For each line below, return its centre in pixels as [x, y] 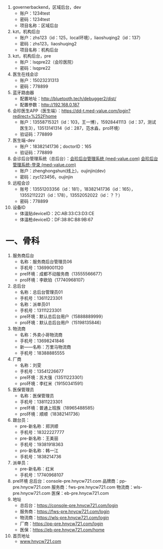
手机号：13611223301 [41, 298]
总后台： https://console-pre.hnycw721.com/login [69, 505]
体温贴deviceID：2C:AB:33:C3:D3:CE [57, 213]
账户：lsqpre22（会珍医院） [48, 62]
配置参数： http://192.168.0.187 [49, 105]
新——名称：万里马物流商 [45, 347]
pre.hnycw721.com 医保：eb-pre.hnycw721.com [61, 493]
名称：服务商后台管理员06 [46, 261]
